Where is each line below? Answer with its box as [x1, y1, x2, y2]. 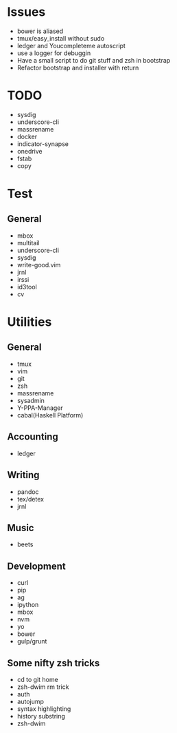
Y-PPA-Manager [16, 404, 63, 412]
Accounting [7, 431, 58, 443]
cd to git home [16, 675, 58, 683]
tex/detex [16, 495, 45, 503]
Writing [7, 469, 40, 481]
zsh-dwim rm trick [16, 683, 70, 691]
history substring [16, 712, 65, 720]
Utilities [7, 314, 52, 330]
